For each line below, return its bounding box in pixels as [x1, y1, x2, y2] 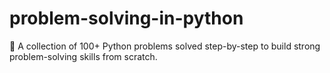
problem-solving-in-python [9, 7, 244, 30]
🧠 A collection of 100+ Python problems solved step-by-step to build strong [9, 40, 321, 52]
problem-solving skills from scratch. [9, 50, 158, 62]
